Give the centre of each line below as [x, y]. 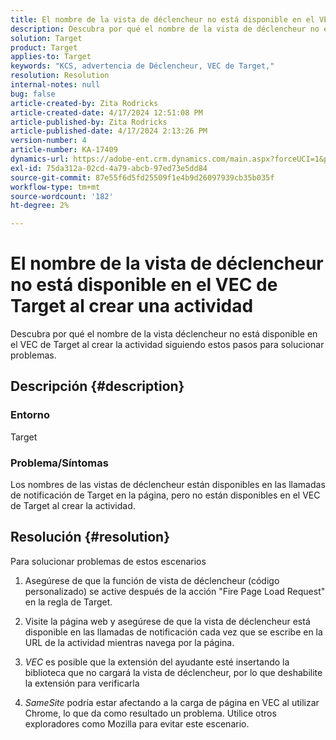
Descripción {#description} [97, 386]
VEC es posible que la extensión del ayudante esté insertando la [157, 662]
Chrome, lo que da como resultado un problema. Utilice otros [150, 713]
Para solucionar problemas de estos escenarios [108, 561]
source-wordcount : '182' [62, 196]
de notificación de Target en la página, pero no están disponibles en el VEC [165, 495]
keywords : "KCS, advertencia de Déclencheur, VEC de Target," [142, 66]
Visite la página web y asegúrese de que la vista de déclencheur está [167, 621]
